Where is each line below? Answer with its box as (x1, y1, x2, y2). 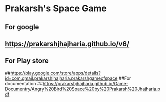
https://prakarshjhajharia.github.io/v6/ (5, 39, 130, 48)
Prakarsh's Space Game (5, 3, 107, 14)
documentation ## (5, 80, 43, 86)
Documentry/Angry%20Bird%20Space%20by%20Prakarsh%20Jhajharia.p (5, 86, 161, 92)
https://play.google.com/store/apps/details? (10, 70, 101, 76)
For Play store (5, 57, 49, 65)
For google (5, 23, 39, 31)
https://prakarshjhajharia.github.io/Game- (42, 80, 128, 86)
